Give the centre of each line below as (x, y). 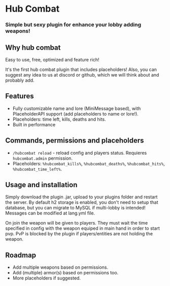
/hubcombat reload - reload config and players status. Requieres (80, 153)
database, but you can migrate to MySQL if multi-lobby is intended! (75, 208)
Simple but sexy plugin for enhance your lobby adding (73, 25)
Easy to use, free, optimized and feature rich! (53, 59)
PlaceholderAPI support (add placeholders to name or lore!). (75, 114)
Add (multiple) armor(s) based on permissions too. (65, 273)
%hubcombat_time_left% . (37, 169)
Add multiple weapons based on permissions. (60, 267)
